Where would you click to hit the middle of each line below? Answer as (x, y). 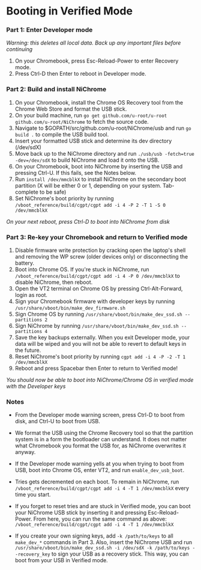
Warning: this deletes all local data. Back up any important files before (94, 43)
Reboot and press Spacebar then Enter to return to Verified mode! (96, 369)
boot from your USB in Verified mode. (61, 560)
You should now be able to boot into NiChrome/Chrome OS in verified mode (100, 380)
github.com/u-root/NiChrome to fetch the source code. (82, 121)
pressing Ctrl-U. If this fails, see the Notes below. (76, 173)
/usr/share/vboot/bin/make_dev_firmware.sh (70, 308)
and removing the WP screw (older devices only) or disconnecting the (101, 257)
